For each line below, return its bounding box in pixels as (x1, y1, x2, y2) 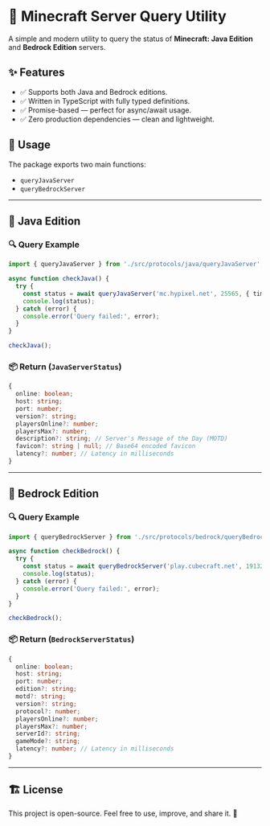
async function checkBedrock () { (8, 547, 121, 556)
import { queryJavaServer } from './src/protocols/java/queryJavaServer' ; (8, 261, 264, 269)
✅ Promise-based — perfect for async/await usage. (19, 105, 192, 115)
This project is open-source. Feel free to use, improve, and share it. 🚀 (8, 808, 238, 818)
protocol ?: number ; (15, 707, 81, 715)
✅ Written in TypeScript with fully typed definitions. (19, 96, 190, 105)
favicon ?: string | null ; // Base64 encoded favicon (15, 442, 196, 450)
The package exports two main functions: (8, 159, 146, 169)
